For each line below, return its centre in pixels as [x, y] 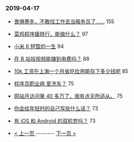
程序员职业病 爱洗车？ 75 [44, 84]
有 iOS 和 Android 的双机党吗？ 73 [54, 121]
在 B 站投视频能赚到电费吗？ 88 [52, 59]
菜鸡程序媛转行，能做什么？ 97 [51, 34]
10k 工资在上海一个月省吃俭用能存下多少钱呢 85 [71, 71]
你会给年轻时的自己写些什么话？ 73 [56, 109]
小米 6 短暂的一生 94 [39, 46]
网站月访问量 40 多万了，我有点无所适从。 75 [68, 96]
